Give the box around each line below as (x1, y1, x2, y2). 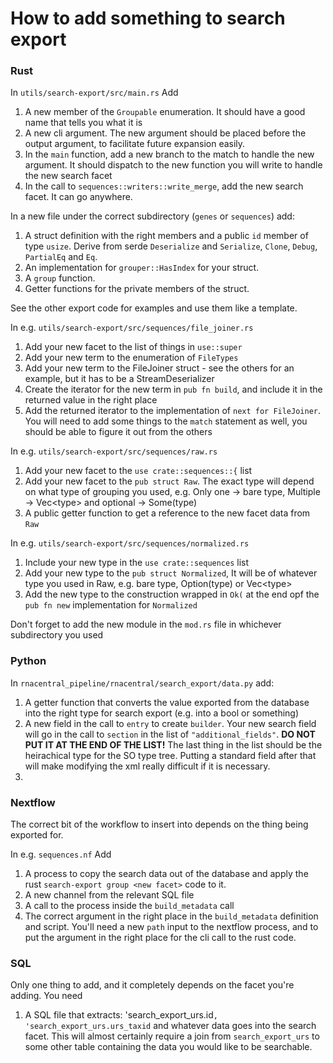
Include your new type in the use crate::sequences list (24, 557, 250, 569)
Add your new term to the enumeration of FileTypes (24, 352, 239, 364)
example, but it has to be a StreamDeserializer (24, 373, 215, 385)
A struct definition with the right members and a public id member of (24, 230, 309, 242)
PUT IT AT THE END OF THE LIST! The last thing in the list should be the (24, 738, 323, 751)
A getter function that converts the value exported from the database (24, 696, 310, 708)
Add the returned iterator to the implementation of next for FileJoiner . (24, 405, 322, 417)
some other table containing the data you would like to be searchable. (24, 1041, 313, 1053)
